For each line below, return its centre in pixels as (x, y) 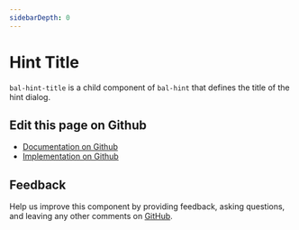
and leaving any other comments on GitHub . (91, 216)
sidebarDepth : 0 (40, 18)
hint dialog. (30, 97)
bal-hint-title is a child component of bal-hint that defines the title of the (149, 87)
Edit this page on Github (78, 125)
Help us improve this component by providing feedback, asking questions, (147, 207)
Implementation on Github (70, 156)
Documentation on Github (70, 147)
